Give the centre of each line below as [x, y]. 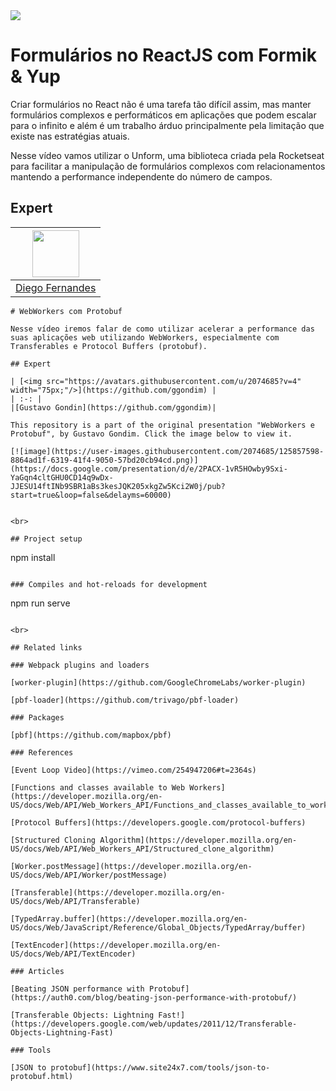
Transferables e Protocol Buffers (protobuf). [109, 346]
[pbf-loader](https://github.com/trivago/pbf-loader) [125, 700]
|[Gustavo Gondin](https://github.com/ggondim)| [113, 407]
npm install [33, 557]
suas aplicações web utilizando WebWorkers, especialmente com [145, 337]
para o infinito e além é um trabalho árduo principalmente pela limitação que [167, 125]
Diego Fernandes [56, 287]
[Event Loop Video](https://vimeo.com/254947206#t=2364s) [133, 770]
